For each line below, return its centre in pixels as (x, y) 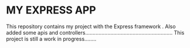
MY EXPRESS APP (51, 10)
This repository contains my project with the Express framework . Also (91, 26)
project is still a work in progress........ (51, 39)
